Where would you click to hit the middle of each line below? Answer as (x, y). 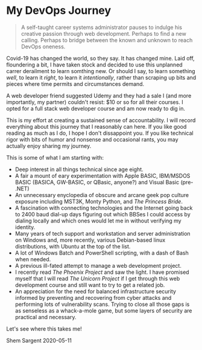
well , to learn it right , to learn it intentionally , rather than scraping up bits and (101, 77)
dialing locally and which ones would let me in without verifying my (98, 221)
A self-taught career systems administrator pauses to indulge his (102, 27)
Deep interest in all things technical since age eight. (79, 169)
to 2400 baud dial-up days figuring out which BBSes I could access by (103, 214)
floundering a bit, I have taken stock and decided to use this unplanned (94, 65)
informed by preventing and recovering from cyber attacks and (93, 297)
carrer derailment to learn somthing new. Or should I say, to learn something (101, 71)
